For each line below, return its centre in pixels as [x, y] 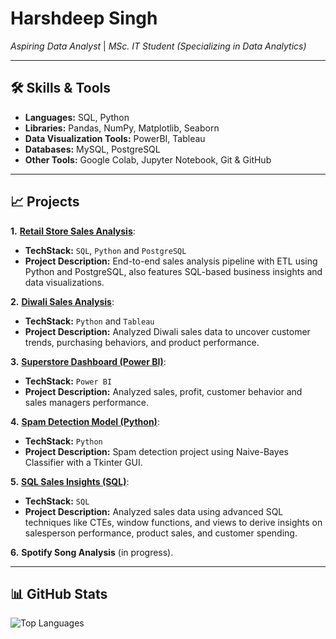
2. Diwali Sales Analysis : [62, 301]
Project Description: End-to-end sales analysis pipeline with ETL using [171, 261]
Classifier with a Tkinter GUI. [83, 462]
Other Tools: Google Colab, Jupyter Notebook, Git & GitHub [148, 159]
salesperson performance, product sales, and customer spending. [161, 533]
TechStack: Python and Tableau [89, 321]
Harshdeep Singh [84, 18]
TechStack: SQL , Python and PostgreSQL [105, 250]
